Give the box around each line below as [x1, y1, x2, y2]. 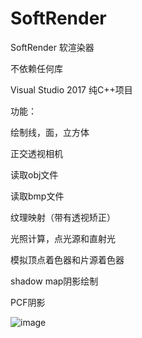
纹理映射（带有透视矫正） [10, 211, 116, 223]
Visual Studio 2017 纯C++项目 [10, 83, 133, 96]
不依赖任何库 [10, 62, 63, 74]
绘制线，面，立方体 [10, 126, 90, 138]
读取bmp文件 [10, 190, 65, 202]
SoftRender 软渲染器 [10, 41, 95, 53]
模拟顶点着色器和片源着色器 [10, 253, 125, 266]
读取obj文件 [10, 168, 59, 181]
